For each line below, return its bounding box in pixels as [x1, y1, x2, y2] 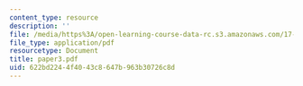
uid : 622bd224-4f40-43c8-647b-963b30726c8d [9, 64, 176, 73]
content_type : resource [9, 13, 99, 22]
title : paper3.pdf [9, 55, 78, 64]
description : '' [9, 21, 70, 30]
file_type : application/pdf [9, 38, 115, 47]
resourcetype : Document [9, 47, 99, 56]
